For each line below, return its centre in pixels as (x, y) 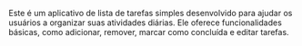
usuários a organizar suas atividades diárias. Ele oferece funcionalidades (146, 23)
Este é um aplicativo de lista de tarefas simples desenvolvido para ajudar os (151, 13)
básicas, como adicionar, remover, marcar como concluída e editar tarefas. (149, 32)
